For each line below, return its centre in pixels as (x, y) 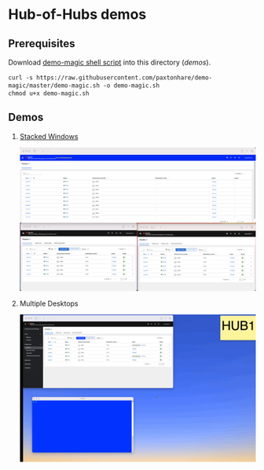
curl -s (21, 78)
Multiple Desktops (49, 303)
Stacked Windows (49, 136)
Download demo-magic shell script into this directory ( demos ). (110, 62)
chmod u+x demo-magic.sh (49, 94)
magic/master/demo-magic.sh (54, 86)
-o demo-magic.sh (131, 86)
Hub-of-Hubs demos (77, 15)
